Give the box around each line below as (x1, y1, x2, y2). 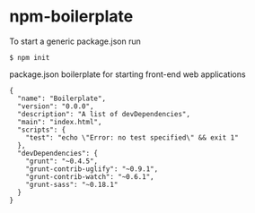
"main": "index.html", (17, 117, 102, 126)
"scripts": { (17, 125, 66, 134)
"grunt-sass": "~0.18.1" (25, 180, 119, 189)
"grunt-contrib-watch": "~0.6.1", (25, 172, 154, 181)
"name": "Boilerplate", (17, 94, 106, 103)
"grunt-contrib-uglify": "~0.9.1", (25, 164, 159, 174)
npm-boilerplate (9, 6, 134, 27)
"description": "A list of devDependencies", (17, 109, 191, 118)
